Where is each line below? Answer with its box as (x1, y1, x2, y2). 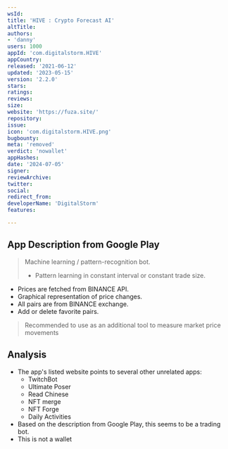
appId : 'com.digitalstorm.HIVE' (7, 50, 102, 57)
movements (24, 328, 59, 336)
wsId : (7, 10, 23, 18)
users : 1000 (7, 43, 42, 50)
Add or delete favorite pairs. (17, 307, 99, 315)
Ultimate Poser (27, 382, 72, 391)
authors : (7, 30, 33, 37)
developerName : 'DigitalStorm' (7, 200, 99, 208)
